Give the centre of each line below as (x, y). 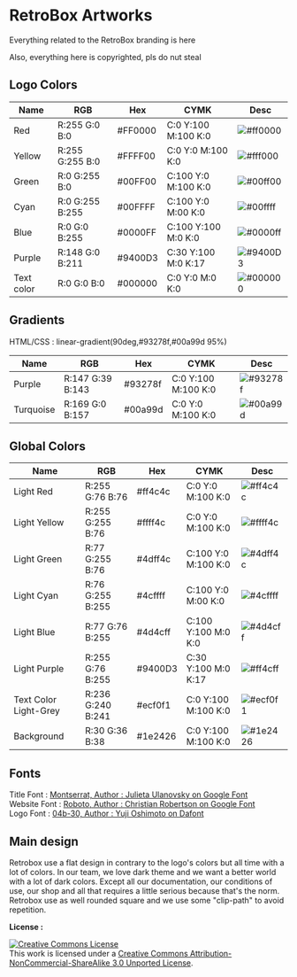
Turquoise (34, 409)
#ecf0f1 (154, 705)
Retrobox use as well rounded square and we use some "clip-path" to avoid (147, 900)
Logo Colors (43, 85)
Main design (44, 841)
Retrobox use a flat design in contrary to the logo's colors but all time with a (147, 863)
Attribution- (211, 954)
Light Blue (34, 632)
